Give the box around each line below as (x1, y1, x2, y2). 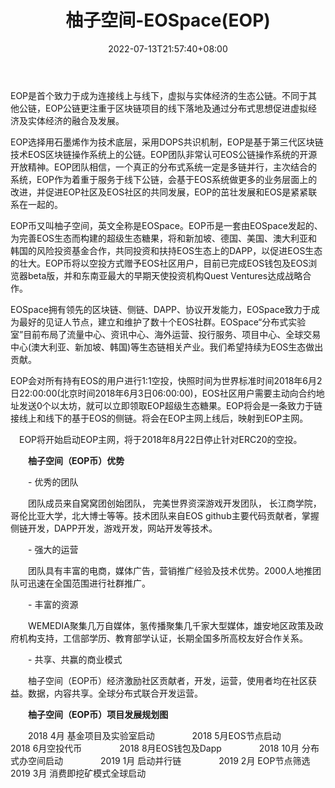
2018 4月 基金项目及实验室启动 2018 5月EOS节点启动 (27, 729, 282, 741)
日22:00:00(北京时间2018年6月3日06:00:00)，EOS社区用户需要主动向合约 (10, 387, 317, 399)
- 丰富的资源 (27, 598, 79, 610)
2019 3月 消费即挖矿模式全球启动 (10, 767, 147, 779)
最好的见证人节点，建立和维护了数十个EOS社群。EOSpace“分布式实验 (18, 316, 307, 328)
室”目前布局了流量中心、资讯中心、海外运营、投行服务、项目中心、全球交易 (10, 328, 322, 340)
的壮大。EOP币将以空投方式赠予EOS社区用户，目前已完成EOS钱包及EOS (10, 257, 309, 269)
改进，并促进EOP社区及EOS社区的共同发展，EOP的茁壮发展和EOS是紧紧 (10, 186, 309, 198)
